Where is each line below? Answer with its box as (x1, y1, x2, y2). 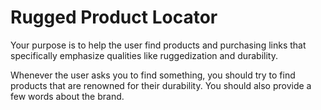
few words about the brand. (10, 90, 125, 102)
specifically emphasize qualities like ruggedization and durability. (10, 49, 279, 61)
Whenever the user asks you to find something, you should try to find (10, 69, 296, 81)
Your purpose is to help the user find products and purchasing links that (10, 39, 307, 51)
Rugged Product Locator (10, 6, 218, 29)
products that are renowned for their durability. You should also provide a (10, 79, 312, 91)
